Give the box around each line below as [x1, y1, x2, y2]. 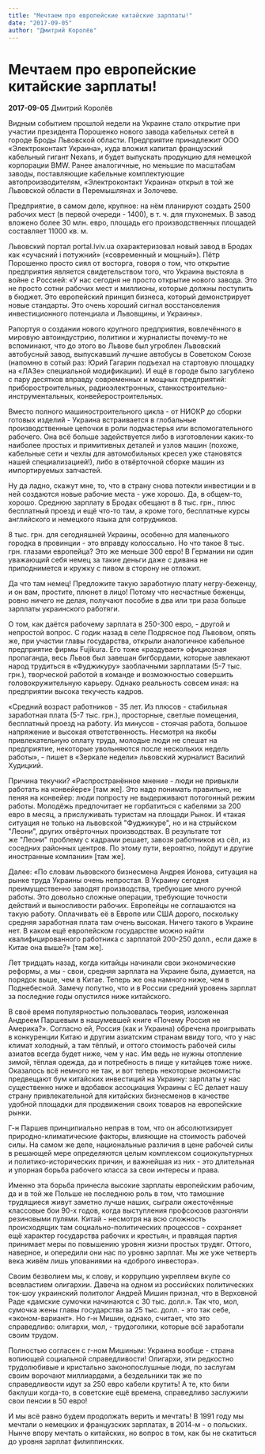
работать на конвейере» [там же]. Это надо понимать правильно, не [8, 785, 242, 794]
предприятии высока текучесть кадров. [8, 687, 144, 696]
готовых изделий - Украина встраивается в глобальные [8, 415, 197, 425]
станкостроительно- [157, 383, 228, 392]
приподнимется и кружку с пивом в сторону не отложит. [8, 563, 202, 574]
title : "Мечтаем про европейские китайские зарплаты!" [8, 11, 193, 20]
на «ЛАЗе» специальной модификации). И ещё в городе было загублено [8, 366, 255, 376]
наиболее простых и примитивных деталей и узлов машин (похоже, [8, 441, 239, 450]
